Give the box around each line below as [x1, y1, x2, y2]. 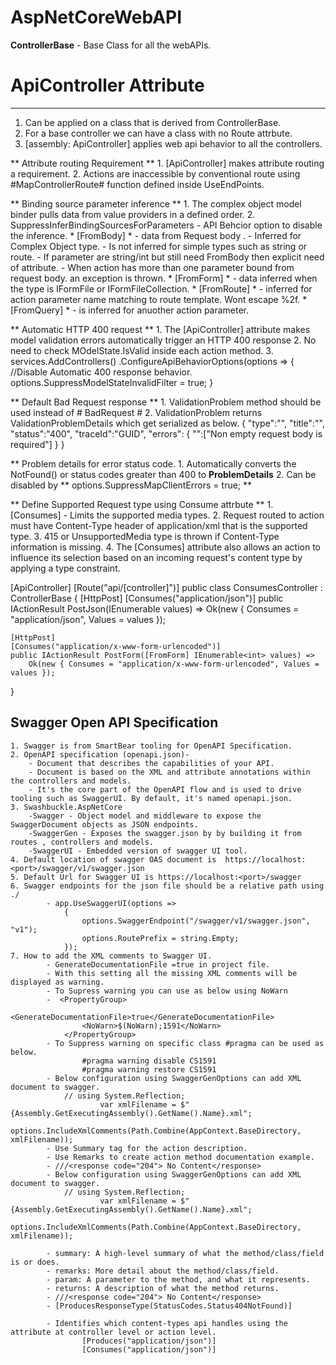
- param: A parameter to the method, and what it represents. [46, 1274, 311, 1285]
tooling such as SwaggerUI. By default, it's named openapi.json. [10, 793, 293, 803]
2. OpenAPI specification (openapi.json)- [10, 749, 190, 760]
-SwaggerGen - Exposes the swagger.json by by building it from [28, 828, 302, 838]
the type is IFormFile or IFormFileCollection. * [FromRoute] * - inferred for [10, 282, 313, 295]
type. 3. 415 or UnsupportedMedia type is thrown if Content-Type [10, 530, 280, 542]
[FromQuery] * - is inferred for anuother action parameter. [10, 304, 250, 316]
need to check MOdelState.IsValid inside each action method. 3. [10, 344, 274, 356]
